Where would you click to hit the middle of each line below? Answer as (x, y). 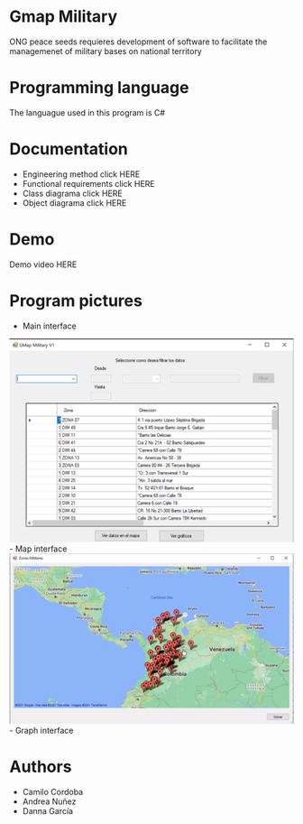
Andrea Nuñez (49, 801)
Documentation (69, 149)
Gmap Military (64, 17)
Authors (41, 767)
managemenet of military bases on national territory (106, 51)
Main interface (49, 326)
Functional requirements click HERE (88, 183)
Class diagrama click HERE (73, 193)
